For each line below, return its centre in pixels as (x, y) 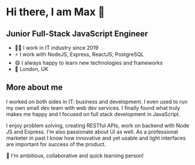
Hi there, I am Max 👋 (56, 12)
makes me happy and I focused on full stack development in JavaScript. (93, 114)
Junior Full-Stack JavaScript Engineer (77, 34)
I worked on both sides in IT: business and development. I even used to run (97, 102)
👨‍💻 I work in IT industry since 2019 (56, 48)
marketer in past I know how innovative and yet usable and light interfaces (96, 138)
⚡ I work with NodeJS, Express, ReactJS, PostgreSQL (79, 54)
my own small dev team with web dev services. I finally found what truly (93, 107)
